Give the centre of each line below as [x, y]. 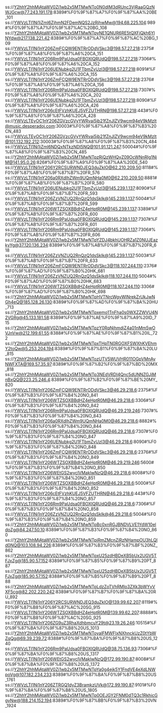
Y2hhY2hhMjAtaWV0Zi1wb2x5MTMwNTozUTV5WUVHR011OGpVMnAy [85, 359]
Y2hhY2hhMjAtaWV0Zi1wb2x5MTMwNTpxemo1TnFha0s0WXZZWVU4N [86, 312]
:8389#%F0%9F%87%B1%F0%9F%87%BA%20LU [105, 348]
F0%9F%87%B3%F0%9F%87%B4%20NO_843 [53, 416]
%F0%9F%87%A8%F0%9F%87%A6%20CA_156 [55, 84]
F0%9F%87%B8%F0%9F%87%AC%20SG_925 [53, 618]
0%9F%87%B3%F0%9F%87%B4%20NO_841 [51, 395]
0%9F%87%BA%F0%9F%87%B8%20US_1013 [52, 628]
